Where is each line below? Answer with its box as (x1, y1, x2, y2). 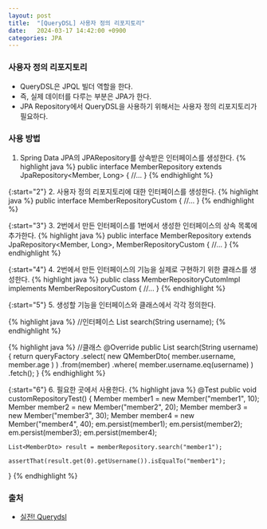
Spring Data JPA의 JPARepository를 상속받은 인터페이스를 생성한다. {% (19, 152, 246, 162)
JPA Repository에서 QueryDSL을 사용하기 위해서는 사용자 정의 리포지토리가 (19, 101, 257, 111)
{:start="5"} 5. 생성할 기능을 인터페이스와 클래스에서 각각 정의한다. (8, 300, 217, 310)
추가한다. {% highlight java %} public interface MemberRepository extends (8, 231, 252, 240)
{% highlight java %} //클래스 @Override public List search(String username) (8, 342, 259, 352)
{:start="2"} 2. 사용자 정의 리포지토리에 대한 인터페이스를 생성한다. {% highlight (8, 187, 259, 196)
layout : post (8, 11, 52, 20)
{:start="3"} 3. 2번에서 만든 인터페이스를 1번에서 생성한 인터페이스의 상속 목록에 (8, 220, 257, 230)
